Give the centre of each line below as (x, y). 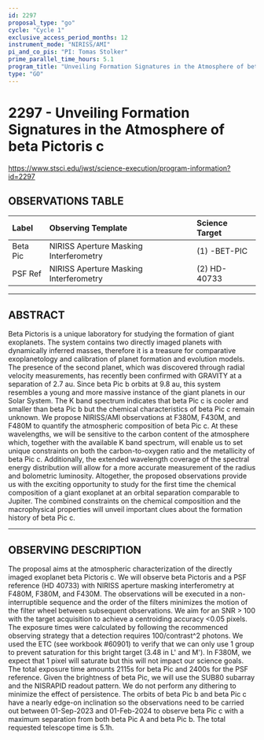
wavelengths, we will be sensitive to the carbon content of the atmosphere (129, 434)
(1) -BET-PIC (222, 251)
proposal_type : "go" (42, 23)
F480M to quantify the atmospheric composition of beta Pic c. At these (123, 426)
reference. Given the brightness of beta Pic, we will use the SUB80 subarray (132, 677)
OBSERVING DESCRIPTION (75, 550)
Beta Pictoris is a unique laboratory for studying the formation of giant (121, 334)
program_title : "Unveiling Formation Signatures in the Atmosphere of (126, 67)
